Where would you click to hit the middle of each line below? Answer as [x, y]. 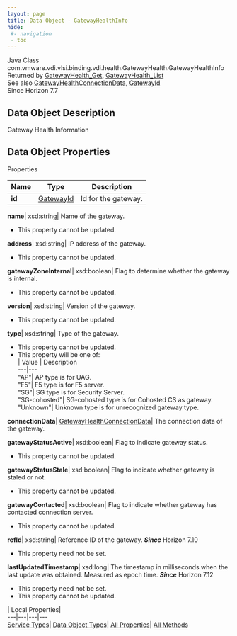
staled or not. [27, 477]
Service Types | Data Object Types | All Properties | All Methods [98, 625]
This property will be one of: [59, 354]
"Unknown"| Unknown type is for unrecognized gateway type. [108, 407]
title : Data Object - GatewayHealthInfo [68, 21]
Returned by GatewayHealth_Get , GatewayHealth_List [86, 76]
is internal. [23, 278]
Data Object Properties [59, 152]
